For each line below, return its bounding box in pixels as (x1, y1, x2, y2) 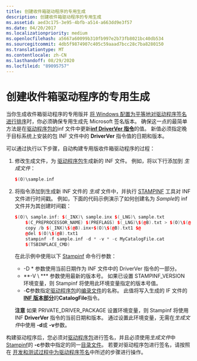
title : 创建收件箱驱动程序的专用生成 (6, 8, 86, 15)
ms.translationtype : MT (6, 47, 64, 53)
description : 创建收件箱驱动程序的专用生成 (6, 14, 101, 20)
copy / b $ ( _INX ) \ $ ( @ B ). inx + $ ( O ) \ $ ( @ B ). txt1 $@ (25, 225, 141, 231)
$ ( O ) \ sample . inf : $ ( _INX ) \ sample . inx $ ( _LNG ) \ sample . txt (14, 214, 165, 220)
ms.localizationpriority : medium (6, 30, 88, 36)
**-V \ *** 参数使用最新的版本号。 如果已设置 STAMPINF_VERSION (23, 273, 185, 280)
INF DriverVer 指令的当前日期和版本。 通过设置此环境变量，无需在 (14, 314, 175, 321)
